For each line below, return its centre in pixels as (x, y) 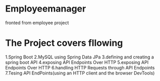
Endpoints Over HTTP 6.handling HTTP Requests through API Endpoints (80, 67)
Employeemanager (46, 9)
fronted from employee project (37, 23)
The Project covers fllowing (64, 43)
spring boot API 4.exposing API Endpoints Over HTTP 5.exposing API (77, 62)
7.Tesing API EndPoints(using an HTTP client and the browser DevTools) (80, 73)
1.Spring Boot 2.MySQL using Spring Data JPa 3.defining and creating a (79, 57)
